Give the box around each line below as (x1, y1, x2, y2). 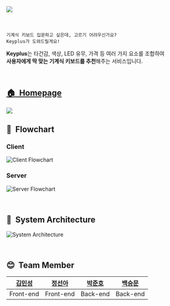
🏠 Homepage (6, 88, 62, 98)
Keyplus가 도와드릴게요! (6, 38, 61, 44)
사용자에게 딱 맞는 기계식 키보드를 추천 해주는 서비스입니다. (6, 57, 143, 64)
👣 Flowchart (6, 124, 55, 135)
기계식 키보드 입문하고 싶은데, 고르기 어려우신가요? (6, 32, 117, 38)
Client (6, 143, 24, 151)
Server (6, 171, 27, 180)
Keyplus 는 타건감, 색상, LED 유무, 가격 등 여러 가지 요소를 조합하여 (6, 50, 165, 57)
